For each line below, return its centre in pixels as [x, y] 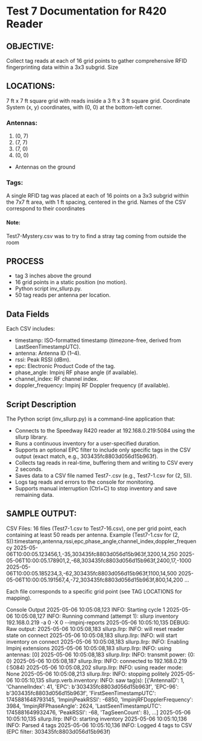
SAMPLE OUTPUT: [42, 514]
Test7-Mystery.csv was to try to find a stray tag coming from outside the [96, 236]
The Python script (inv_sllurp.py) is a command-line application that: [91, 419]
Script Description [41, 404]
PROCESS [25, 261]
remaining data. [34, 495]
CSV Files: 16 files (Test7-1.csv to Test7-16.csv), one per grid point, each [96, 528]
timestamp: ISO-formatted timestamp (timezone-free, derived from [98, 340]
